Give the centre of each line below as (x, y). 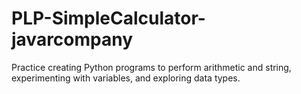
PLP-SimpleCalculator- (108, 18)
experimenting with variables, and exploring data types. (126, 78)
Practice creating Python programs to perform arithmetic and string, (151, 67)
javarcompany (72, 39)
